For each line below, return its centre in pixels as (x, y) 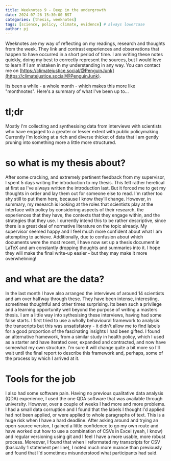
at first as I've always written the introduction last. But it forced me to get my (86, 188)
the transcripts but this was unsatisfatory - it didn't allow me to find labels (83, 326)
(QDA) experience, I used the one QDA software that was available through (84, 398)
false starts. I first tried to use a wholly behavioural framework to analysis (82, 320)
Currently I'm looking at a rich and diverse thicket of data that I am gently (82, 137)
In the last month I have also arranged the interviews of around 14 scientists (85, 293)
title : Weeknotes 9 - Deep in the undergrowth (56, 10)
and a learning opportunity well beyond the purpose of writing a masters (81, 309)
